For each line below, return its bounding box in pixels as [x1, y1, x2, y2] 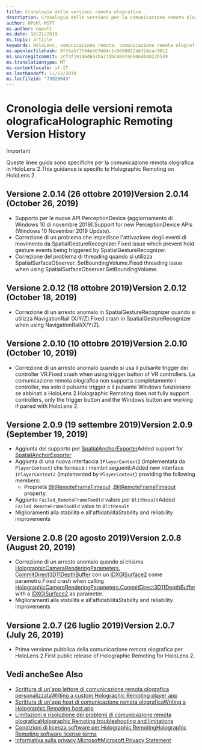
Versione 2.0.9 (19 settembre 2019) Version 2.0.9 [6, 419, 193, 430]
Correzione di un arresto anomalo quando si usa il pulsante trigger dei [14, 364, 188, 371]
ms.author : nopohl [6, 25, 52, 32]
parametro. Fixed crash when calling [14, 577, 104, 585]
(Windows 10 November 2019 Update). [14, 227, 111, 235]
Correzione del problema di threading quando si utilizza [14, 253, 153, 260]
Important [6, 147, 31, 155]
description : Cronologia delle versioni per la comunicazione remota [6, 14, 185, 20]
